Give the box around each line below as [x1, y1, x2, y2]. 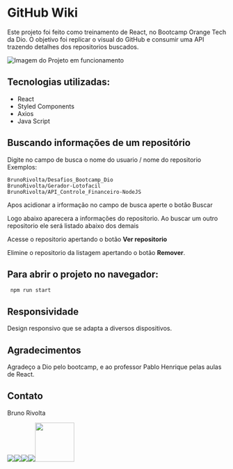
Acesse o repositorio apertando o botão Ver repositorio [7, 235, 168, 243]
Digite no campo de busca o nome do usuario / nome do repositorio [7, 155, 202, 164]
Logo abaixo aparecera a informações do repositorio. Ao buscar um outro [7, 214, 218, 222]
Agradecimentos [7, 344, 81, 356]
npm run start [10, 287, 51, 294]
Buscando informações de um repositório [7, 137, 191, 149]
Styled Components [17, 102, 75, 110]
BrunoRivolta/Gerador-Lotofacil [7, 182, 101, 189]
